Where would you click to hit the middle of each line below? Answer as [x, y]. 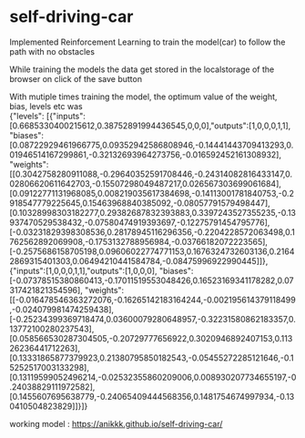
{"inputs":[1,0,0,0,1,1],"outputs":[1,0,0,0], [83, 270]
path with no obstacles [52, 51]
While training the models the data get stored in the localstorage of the [142, 69]
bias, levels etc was [46, 106]
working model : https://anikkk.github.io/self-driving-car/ [116, 423]
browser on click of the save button [76, 78]
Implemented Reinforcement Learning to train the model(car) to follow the [147, 42]
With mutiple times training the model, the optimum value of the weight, [143, 97]
